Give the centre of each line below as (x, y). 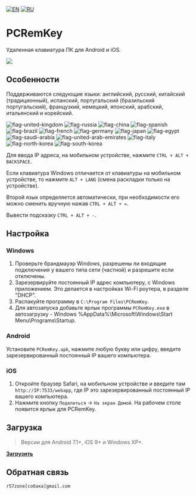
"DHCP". (25, 295)
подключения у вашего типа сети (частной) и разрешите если (94, 270)
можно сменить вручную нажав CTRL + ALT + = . (67, 203)
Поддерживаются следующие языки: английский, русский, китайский (96, 94)
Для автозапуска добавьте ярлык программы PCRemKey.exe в (92, 308)
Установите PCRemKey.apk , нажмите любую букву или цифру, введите (94, 349)
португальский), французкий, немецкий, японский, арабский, (85, 107)
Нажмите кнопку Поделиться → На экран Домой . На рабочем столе (98, 403)
